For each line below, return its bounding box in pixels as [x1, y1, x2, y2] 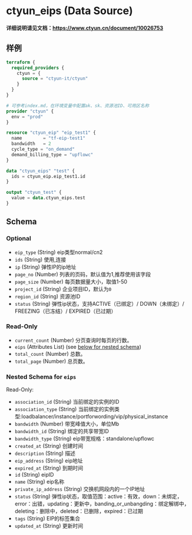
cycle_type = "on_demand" [11, 146, 75, 152]
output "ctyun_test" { [6, 190, 62, 196]
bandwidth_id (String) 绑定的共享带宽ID [14, 428, 109, 435]
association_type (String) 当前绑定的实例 [14, 405, 115, 413]
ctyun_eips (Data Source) [6, 4, 133, 18]
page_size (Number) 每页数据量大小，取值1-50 [14, 278, 128, 285]
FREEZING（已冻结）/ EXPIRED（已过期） [14, 308, 117, 315]
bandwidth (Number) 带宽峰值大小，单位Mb [14, 420, 120, 428]
